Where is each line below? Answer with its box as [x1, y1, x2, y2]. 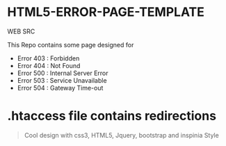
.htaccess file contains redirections [7, 108, 217, 124]
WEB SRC [7, 27, 35, 35]
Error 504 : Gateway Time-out [17, 83, 104, 92]
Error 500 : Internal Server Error [17, 69, 109, 77]
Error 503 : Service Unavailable [17, 76, 107, 84]
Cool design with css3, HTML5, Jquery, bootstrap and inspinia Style [24, 131, 219, 139]
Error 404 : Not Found [17, 61, 81, 70]
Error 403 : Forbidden [17, 54, 80, 63]
